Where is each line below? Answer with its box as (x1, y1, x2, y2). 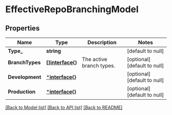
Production (8, 88, 36, 95)
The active (81, 56, 107, 63)
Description (87, 39, 117, 46)
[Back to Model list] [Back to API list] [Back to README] (5, 104, 123, 110)
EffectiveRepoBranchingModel (5, 4, 139, 15)
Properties (5, 24, 40, 33)
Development (8, 74, 41, 80)
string (46, 47, 61, 54)
